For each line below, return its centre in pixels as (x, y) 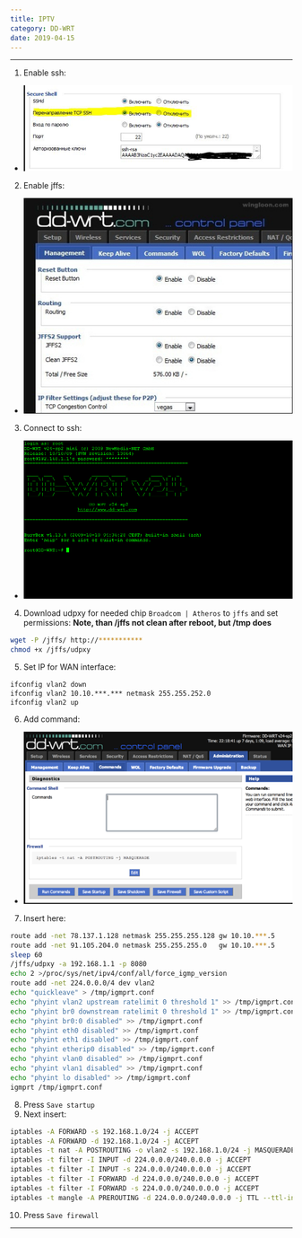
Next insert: (44, 1114)
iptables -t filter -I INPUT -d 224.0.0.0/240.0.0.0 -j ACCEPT (131, 1160)
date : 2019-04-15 (43, 38)
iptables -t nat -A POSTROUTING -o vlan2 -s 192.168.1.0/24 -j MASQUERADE (153, 1150)
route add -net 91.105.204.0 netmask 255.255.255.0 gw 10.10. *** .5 (143, 945)
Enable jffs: (44, 185)
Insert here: (44, 918)
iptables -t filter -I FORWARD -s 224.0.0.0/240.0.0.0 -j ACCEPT (134, 1188)
